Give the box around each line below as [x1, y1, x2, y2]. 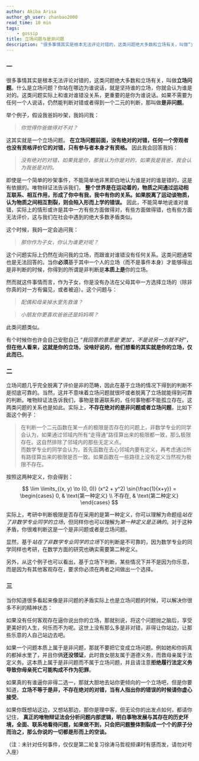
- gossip [17, 31, 38, 37]
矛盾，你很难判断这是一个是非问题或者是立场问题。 [6, 526, 131, 533]
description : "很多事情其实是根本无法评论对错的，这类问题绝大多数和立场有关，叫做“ [6, 42, 191, 48]
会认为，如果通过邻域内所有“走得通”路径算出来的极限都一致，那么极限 [20, 431, 191, 438]
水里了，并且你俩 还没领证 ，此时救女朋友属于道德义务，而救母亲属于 [21, 651, 187, 658]
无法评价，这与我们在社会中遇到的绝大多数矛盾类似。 [6, 213, 136, 221]
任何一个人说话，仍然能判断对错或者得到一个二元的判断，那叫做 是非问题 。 [6, 99, 187, 106]
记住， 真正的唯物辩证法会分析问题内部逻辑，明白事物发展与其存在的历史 [6, 713, 184, 720]
